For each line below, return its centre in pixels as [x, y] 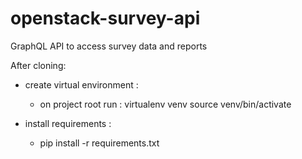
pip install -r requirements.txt [99, 143]
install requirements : [68, 123]
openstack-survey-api [105, 18]
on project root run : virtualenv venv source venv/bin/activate [165, 104]
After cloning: [38, 65]
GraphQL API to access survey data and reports [109, 46]
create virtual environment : [81, 84]
